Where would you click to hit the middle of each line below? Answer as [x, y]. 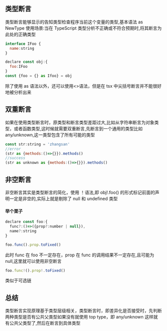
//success [15, 158]
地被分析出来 [18, 92]
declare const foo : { [27, 222]
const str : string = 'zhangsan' [38, 144]
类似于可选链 [18, 281]
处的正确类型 [22, 34]
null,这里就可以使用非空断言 [34, 261]
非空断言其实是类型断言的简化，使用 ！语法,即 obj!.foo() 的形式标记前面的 [80, 192]
